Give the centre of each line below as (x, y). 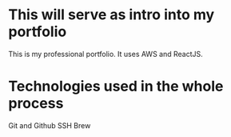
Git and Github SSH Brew (50, 125)
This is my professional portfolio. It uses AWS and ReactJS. (106, 54)
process (36, 104)
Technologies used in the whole (116, 87)
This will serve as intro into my (112, 15)
